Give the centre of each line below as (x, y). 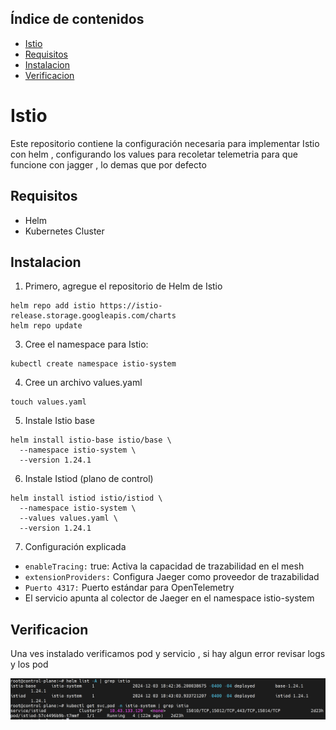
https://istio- (131, 306)
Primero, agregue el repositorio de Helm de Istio (123, 286)
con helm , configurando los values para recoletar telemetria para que (154, 154)
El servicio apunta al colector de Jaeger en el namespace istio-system (169, 598)
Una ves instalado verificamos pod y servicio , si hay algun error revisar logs (168, 654)
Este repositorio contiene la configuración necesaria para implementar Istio (165, 143)
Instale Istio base (59, 421)
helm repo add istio (53, 306)
